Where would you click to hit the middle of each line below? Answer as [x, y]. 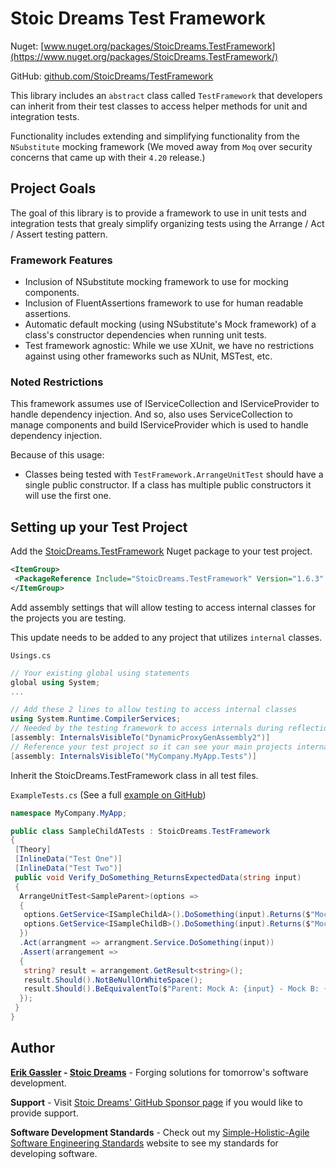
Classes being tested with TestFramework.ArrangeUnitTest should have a [174, 474]
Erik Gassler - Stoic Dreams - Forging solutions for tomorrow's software [159, 1072]
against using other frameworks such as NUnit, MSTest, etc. [148, 356]
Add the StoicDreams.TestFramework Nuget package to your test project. [161, 551]
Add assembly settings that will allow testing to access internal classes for [163, 607]
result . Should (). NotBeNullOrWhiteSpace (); [113, 980]
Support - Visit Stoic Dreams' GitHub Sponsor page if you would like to [156, 1102]
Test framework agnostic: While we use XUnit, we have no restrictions [169, 346]
